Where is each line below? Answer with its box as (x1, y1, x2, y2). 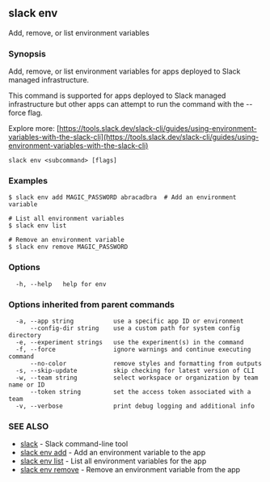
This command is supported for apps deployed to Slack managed (8, 91, 226, 100)
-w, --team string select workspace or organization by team (15, 374, 259, 382)
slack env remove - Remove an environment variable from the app (19, 465, 241, 475)
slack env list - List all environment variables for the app (19, 456, 207, 466)
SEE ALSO (8, 421, 49, 432)
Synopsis (8, 48, 46, 59)
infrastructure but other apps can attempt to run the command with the (8, 99, 245, 109)
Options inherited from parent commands (8, 298, 175, 310)
